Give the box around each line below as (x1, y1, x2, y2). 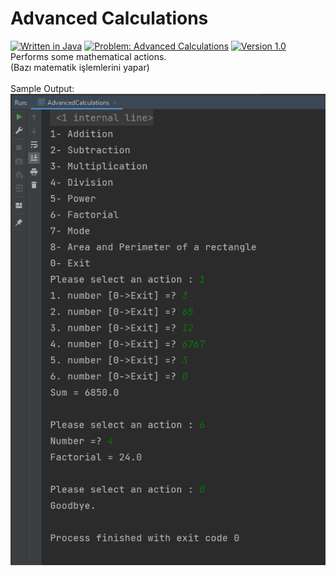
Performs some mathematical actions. (10, 50, 167, 62)
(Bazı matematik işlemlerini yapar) (10, 61, 150, 73)
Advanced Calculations (10, 7, 209, 30)
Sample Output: (10, 82, 75, 94)
